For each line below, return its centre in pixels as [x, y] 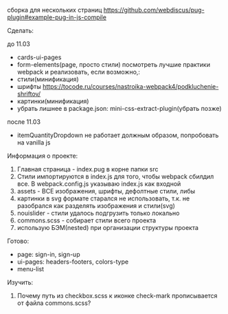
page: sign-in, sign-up [48, 254]
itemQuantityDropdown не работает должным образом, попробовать [118, 135]
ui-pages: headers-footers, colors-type [73, 262]
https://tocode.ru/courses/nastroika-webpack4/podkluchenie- [130, 86]
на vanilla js [34, 143]
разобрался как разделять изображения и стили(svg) [96, 206]
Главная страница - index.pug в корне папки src [88, 169]
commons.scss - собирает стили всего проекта [87, 220]
